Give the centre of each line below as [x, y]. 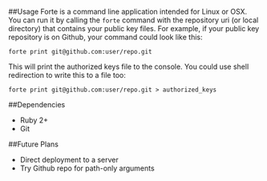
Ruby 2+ [34, 120]
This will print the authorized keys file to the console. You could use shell [129, 66]
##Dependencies [37, 105]
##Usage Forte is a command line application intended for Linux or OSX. [128, 12]
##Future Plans [33, 144]
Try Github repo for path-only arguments [87, 168]
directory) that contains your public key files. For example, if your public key [134, 28]
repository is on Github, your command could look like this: [105, 37]
